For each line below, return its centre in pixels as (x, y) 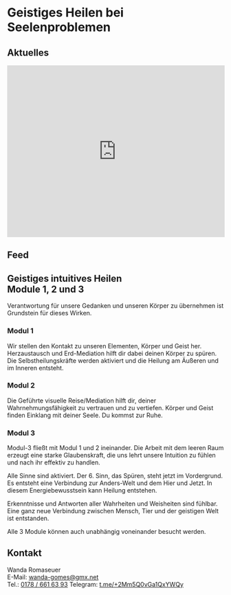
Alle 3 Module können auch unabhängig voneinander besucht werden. (107, 532)
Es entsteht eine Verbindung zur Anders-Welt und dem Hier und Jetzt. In (110, 483)
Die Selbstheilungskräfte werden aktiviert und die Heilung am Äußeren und (113, 360)
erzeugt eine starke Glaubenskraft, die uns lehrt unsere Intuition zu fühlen (112, 456)
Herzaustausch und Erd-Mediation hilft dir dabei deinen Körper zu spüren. (112, 353)
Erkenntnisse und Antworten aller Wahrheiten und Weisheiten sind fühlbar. (112, 504)
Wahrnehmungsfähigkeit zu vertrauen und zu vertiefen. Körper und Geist (110, 407)
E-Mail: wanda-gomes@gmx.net (53, 577)
